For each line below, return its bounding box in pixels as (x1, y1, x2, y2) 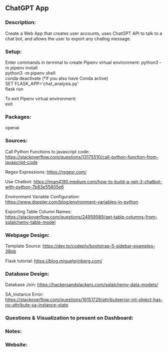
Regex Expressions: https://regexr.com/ (5, 169, 86, 175)
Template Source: (5, 243, 41, 249)
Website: (5, 341, 27, 348)
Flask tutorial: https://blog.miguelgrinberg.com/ (5, 258, 102, 264)
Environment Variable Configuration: (5, 193, 80, 199)
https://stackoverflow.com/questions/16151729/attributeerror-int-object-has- (5, 297, 163, 303)
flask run (5, 86, 23, 92)
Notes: (5, 328, 22, 335)
